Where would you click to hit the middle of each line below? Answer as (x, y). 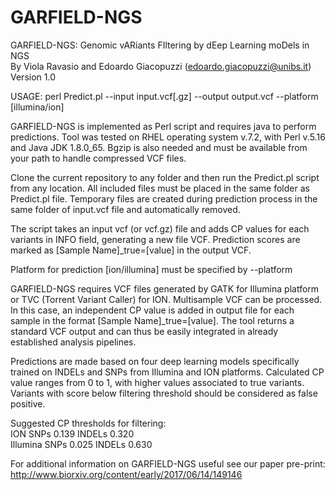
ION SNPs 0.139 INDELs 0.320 (72, 433)
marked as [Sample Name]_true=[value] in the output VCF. (131, 250)
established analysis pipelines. (73, 342)
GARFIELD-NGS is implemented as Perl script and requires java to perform (163, 126)
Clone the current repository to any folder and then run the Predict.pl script (165, 177)
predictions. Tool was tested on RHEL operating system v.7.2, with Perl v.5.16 (168, 137)
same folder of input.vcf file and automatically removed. (125, 209)
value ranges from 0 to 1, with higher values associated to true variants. (157, 382)
